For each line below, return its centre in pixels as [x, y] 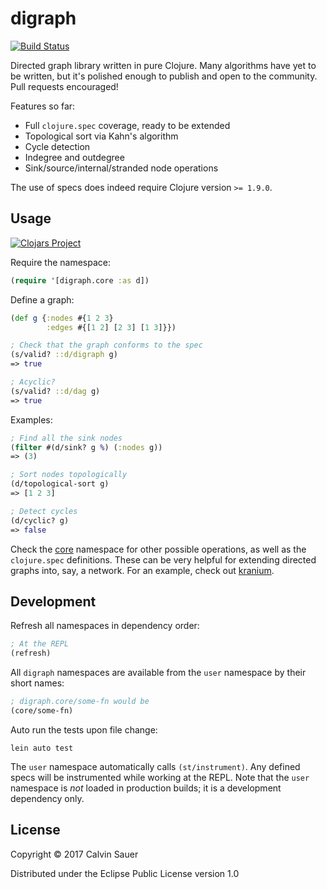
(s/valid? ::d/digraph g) [64, 355]
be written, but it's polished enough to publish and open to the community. [164, 76]
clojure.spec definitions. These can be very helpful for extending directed [163, 559]
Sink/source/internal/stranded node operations [121, 168]
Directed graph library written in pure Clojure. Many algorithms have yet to [163, 65]
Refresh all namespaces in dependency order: [105, 626]
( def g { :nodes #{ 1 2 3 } [62, 318]
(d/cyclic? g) [40, 520]
